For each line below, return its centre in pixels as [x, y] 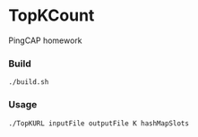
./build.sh [29, 82]
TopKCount [52, 16]
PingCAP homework [45, 40]
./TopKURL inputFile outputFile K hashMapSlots [99, 123]
